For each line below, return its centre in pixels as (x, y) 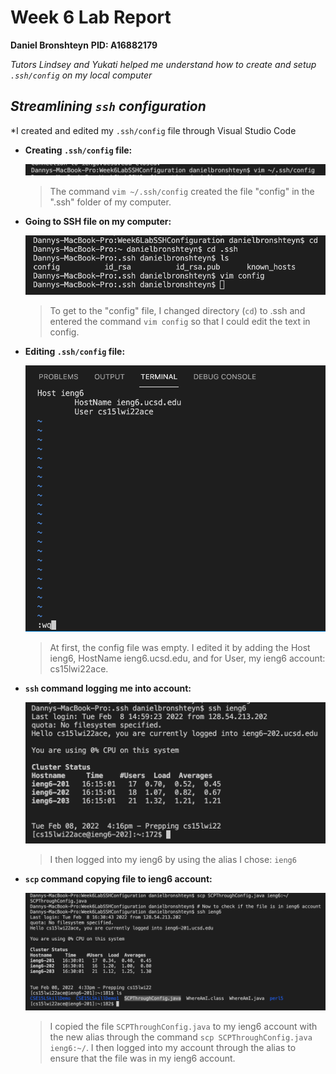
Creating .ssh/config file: (78, 150)
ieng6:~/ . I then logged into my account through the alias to (173, 1047)
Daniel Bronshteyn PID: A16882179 (84, 45)
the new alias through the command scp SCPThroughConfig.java (181, 1037)
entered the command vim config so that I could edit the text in (180, 322)
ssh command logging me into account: (108, 688)
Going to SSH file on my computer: (98, 221)
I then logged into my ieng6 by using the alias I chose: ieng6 (173, 860)
